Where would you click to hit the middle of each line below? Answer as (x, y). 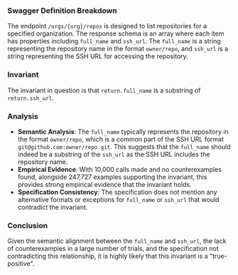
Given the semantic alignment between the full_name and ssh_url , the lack (117, 241)
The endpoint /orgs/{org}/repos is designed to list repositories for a (107, 26)
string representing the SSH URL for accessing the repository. (98, 56)
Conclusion (28, 225)
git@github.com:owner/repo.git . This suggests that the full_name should (124, 146)
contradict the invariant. (53, 207)
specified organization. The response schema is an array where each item (116, 33)
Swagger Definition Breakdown (62, 11)
